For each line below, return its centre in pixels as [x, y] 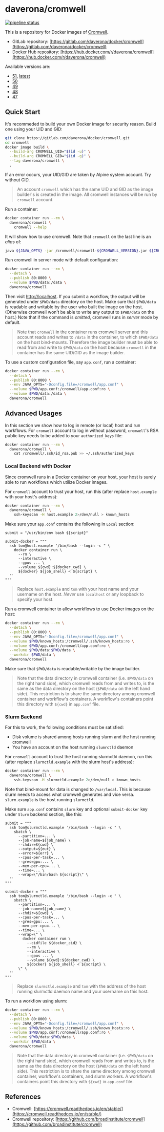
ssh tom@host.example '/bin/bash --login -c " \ [60, 546]
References [23, 1097]
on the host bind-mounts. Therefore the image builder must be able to [87, 342]
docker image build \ [27, 147]
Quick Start [23, 112]
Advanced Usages [34, 414]
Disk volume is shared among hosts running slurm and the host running [84, 737]
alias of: [13, 242]
